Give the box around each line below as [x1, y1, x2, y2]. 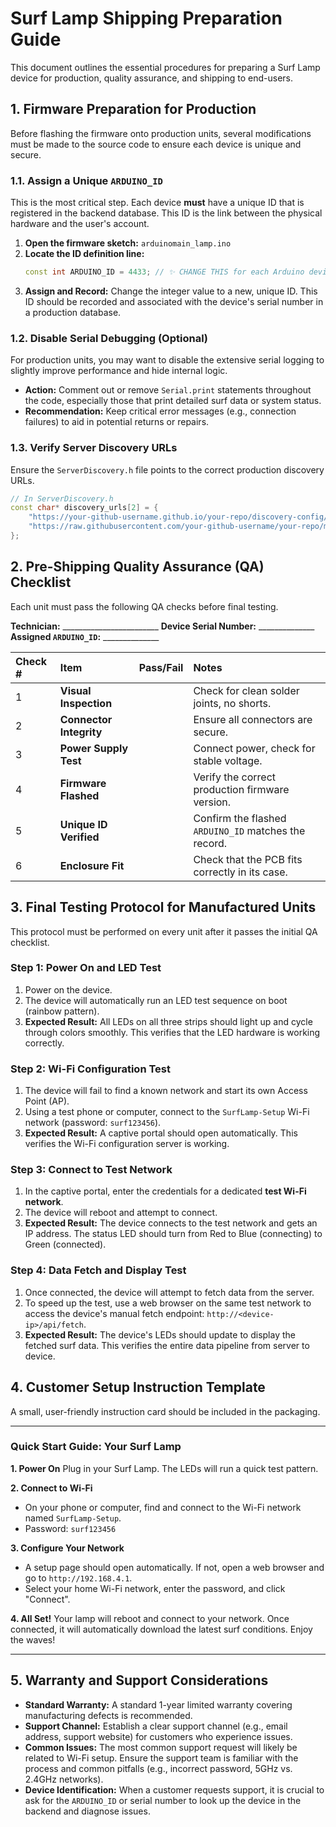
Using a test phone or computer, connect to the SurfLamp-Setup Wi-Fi [24, 1106, 310, 1118]
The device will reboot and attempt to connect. [24, 1207, 218, 1219]
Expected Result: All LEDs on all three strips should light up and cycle [24, 1015, 313, 1027]
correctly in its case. [193, 865, 288, 879]
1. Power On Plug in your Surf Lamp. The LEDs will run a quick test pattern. [10, 1462, 319, 1474]
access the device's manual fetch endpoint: [24, 1307, 205, 1319]
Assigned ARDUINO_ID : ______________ [10, 630, 160, 642]
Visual [59, 683, 92, 697]
